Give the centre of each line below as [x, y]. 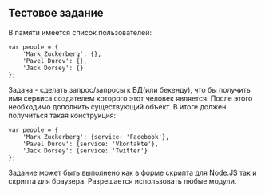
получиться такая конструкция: [62, 115]
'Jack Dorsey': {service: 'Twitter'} [85, 151]
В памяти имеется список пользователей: [80, 32]
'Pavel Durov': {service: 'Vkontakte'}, [91, 144]
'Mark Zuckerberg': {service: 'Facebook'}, [96, 137]
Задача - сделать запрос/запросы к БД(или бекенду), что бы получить [130, 89]
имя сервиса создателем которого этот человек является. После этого [131, 98]
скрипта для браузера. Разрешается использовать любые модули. [123, 181]
